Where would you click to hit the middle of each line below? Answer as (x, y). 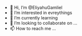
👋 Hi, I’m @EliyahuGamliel (36, 8)
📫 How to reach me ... (33, 28)
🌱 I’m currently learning (34, 18)
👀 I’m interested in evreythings (41, 13)
